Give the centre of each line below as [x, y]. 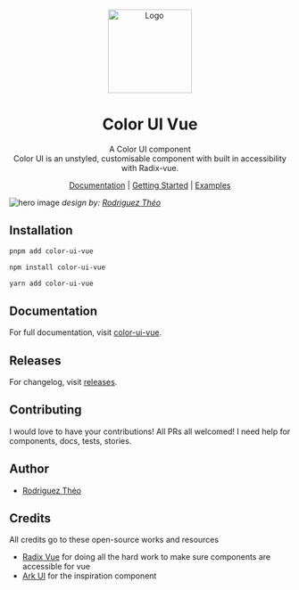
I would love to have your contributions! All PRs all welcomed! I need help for [150, 431]
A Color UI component [150, 149]
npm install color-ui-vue [57, 267]
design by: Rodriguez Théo [112, 202]
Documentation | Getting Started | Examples [150, 185]
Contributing [46, 410]
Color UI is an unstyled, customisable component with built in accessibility [150, 158]
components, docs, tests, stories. [71, 440]
